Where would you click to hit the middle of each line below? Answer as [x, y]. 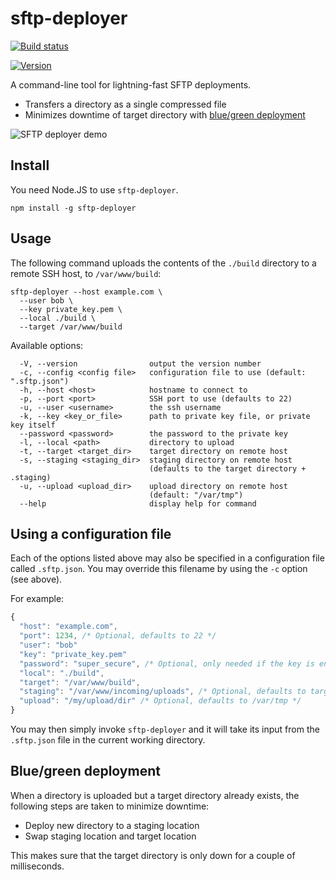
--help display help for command [138, 503]
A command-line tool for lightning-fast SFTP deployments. [131, 84]
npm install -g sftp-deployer [73, 208]
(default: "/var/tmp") [196, 495]
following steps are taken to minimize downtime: [110, 806]
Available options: [47, 345]
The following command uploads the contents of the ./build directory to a [163, 263]
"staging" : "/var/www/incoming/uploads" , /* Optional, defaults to [163, 692]
